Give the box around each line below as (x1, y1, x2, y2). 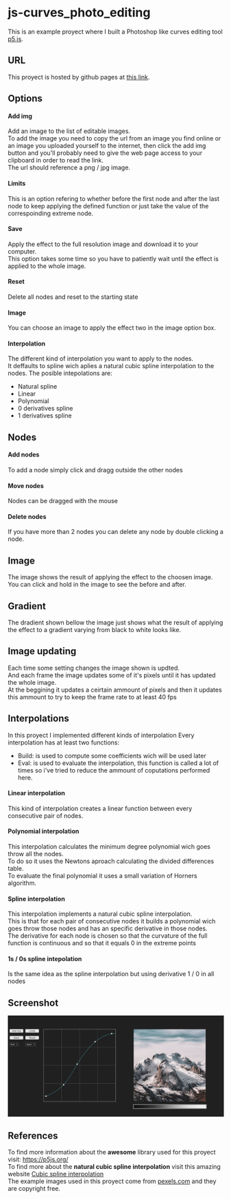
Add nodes (8, 450, 40, 459)
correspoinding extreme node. (8, 209, 94, 217)
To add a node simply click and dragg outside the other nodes (8, 465, 184, 474)
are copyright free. (8, 1185, 61, 1193)
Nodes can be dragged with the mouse (8, 497, 119, 505)
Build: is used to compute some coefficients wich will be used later (17, 751, 206, 760)
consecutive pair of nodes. (8, 811, 84, 820)
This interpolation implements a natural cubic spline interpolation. (8, 910, 193, 918)
